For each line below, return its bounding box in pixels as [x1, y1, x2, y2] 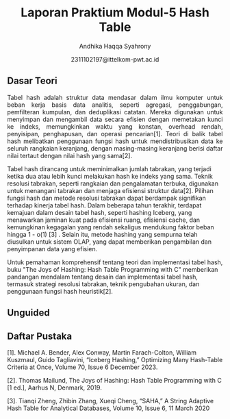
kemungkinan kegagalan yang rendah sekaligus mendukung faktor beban [7, 223, 214, 231]
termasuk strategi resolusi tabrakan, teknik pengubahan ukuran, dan [7, 279, 200, 288]
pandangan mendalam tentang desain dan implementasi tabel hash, [7, 272, 199, 281]
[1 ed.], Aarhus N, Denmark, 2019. [7, 383, 103, 392]
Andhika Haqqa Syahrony [79, 42, 151, 50]
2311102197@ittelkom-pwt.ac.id [71, 55, 159, 63]
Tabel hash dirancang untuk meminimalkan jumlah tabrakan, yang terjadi [7, 164, 212, 173]
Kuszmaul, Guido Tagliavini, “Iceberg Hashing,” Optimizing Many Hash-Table [7, 355, 223, 364]
